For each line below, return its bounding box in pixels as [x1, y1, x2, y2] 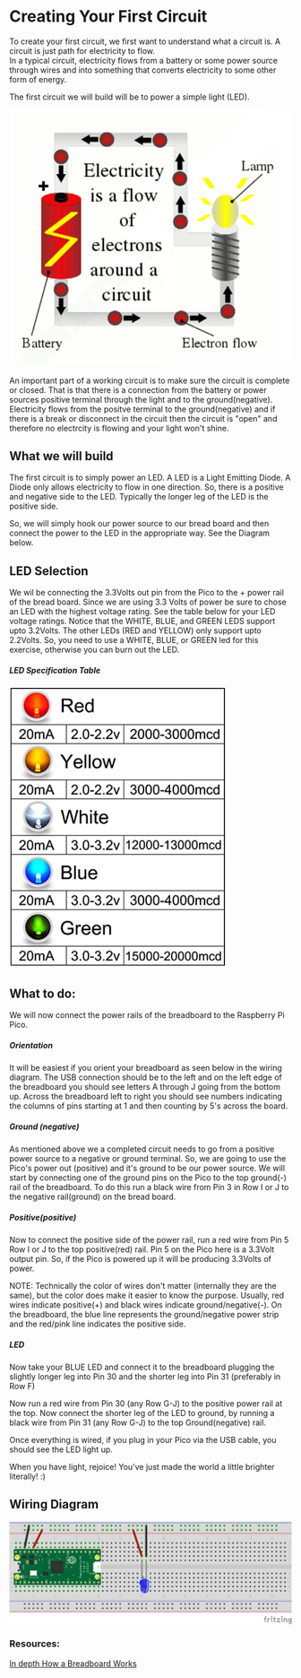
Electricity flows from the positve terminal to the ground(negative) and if [9, 404, 276, 414]
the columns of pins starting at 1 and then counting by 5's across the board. [9, 1100, 288, 1111]
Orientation [9, 1039, 54, 1050]
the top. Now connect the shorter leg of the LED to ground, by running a [9, 1407, 275, 1418]
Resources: [9, 1638, 60, 1650]
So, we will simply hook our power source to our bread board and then [9, 518, 270, 529]
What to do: [9, 986, 76, 1001]
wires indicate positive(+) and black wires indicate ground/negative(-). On [9, 1299, 282, 1310]
